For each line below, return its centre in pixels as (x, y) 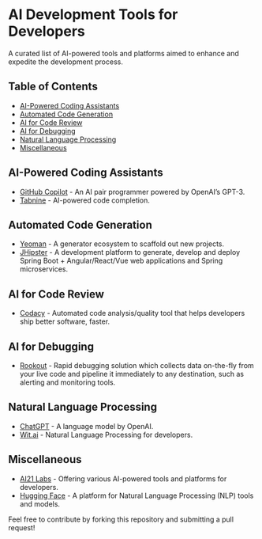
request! (22, 527)
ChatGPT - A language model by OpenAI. (86, 426)
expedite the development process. (66, 62)
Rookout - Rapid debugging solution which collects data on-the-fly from (137, 365)
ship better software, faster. (65, 321)
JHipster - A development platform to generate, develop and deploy (130, 252)
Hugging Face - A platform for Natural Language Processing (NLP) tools (137, 495)
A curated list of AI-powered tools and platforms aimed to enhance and (124, 53)
